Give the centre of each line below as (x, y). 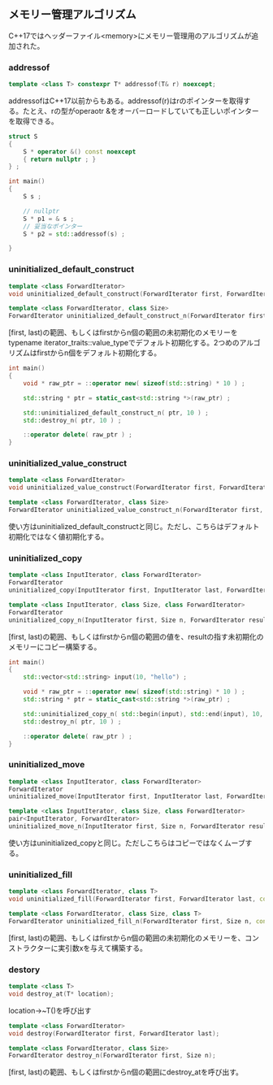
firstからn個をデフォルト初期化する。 (99, 353)
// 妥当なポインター (53, 226)
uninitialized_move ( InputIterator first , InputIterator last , (116, 796)
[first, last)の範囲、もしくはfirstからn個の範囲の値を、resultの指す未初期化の (136, 636)
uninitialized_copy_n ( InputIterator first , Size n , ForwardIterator (127, 620)
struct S (23, 137)
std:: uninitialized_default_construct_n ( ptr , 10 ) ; (116, 413)
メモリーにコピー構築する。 (55, 647)
